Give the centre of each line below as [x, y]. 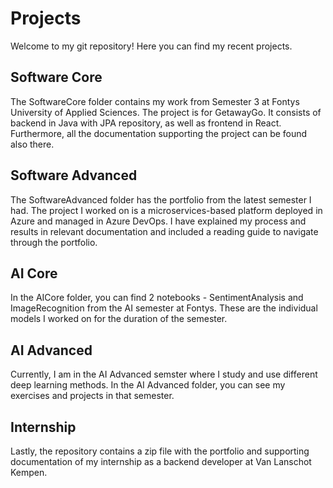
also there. [32, 144]
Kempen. [29, 472]
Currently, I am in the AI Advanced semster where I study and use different [164, 374]
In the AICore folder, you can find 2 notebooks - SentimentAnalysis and [157, 298]
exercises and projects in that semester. [92, 396]
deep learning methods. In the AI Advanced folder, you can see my [148, 385]
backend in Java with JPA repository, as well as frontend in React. [146, 123]
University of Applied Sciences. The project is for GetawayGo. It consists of [166, 112]
